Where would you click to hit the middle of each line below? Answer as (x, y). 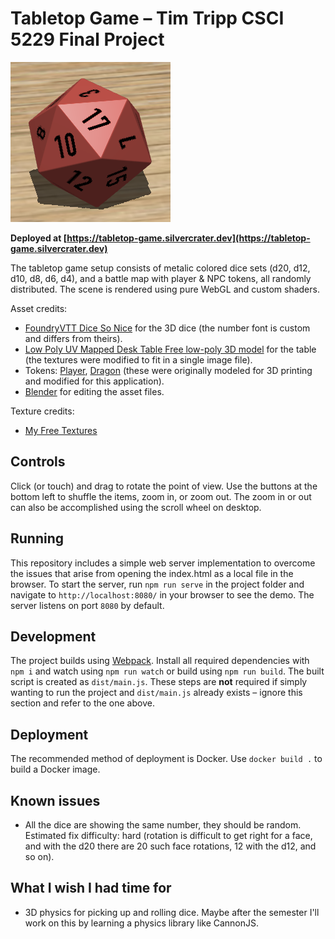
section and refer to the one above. (82, 703)
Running (37, 538)
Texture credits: (42, 411)
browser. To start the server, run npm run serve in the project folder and (157, 584)
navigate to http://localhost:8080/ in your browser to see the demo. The (162, 594)
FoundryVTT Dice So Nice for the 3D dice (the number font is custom (167, 328)
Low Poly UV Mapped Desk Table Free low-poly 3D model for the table (170, 349)
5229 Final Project (87, 39)
